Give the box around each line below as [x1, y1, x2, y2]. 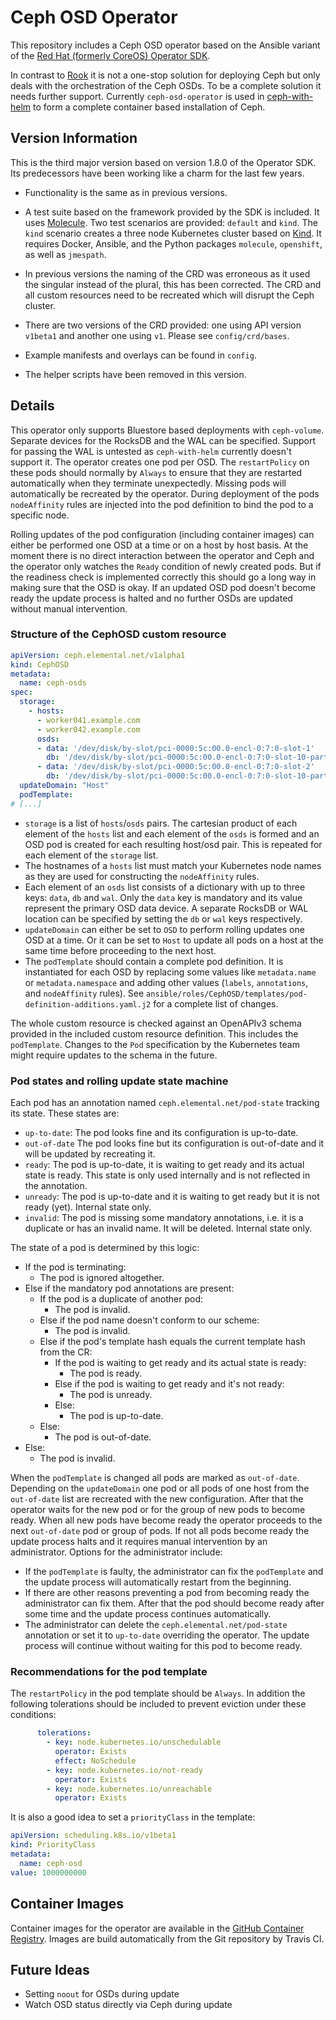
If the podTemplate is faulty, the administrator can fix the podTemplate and [24, 1566, 324, 1578]
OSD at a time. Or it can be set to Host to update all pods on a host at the [24, 934, 324, 946]
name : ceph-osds [19, 678, 87, 688]
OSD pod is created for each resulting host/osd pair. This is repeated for [24, 838, 323, 850]
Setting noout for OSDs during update [24, 1988, 180, 2000]
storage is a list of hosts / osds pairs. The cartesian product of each [24, 817, 298, 829]
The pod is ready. [69, 1367, 142, 1380]
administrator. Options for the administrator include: [10, 1546, 223, 1558]
